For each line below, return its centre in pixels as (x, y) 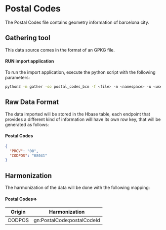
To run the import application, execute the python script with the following (80, 72)
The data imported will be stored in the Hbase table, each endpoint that (78, 114)
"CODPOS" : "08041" (29, 156)
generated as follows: (27, 124)
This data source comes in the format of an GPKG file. (60, 50)
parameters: (18, 77)
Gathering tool (28, 38)
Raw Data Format (32, 102)
